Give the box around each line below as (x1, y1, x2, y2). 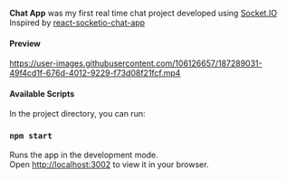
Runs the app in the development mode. (9, 149, 158, 160)
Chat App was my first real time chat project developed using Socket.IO (9, 8, 278, 18)
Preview (9, 38, 41, 49)
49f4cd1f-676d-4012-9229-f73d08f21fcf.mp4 (9, 68, 181, 79)
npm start (9, 131, 53, 141)
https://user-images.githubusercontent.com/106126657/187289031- (9, 58, 263, 69)
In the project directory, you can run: (9, 108, 146, 119)
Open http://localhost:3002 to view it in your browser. (9, 158, 209, 170)
